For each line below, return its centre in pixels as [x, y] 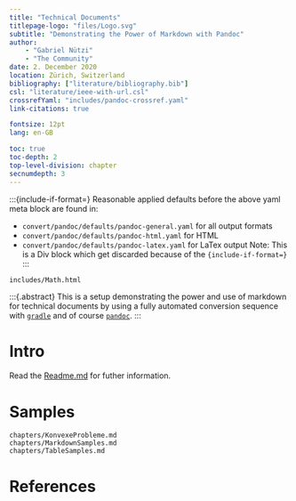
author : [24, 42]
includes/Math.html [45, 280]
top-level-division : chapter [63, 166]
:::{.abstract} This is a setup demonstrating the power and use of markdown [148, 296]
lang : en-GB [31, 133]
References [52, 486]
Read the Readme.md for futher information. [90, 376]
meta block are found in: [54, 208]
